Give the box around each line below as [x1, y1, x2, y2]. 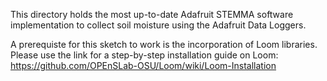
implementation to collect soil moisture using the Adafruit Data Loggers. [10, 19, 307, 31]
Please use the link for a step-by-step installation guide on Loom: [10, 49, 279, 61]
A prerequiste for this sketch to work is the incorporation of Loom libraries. [10, 39, 318, 50]
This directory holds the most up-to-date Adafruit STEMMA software [10, 9, 294, 20]
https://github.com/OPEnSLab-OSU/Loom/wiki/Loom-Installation [10, 60, 277, 71]
